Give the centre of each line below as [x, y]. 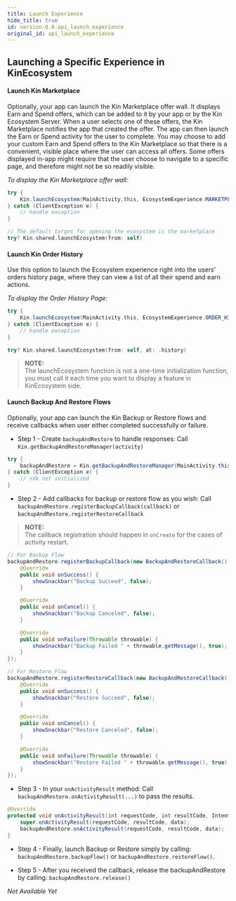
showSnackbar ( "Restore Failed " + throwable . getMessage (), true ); [132, 762]
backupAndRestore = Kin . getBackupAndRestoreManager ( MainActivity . [119, 466]
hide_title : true [33, 20]
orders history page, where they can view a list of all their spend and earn [114, 277]
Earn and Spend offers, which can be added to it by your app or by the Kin [115, 114]
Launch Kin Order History [45, 254]
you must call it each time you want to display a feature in [108, 378]
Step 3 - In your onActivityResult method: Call [85, 789]
